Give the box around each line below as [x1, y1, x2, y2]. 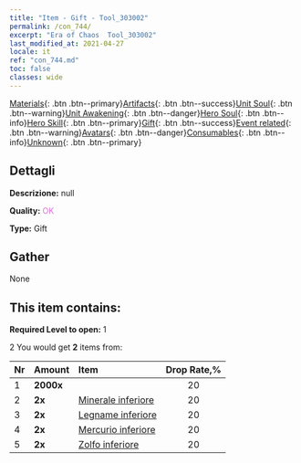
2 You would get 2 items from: [9, 342, 123, 353]
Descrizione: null [9, 187, 75, 198]
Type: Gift [9, 223, 47, 234]
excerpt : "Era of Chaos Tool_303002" [9, 30, 157, 39]
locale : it [9, 47, 51, 57]
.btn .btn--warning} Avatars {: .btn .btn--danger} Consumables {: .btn [9, 127, 262, 138]
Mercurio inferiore [78, 424, 156, 437]
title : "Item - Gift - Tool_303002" [9, 13, 149, 23]
